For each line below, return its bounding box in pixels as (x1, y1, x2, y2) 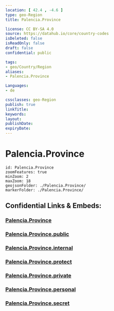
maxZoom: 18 (5, 178, 31, 184)
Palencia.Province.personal (5, 286, 76, 293)
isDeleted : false (5, 36, 43, 41)
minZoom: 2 (5, 174, 29, 179)
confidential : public (5, 50, 52, 56)
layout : (5, 116, 22, 121)
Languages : (5, 83, 29, 88)
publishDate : (5, 121, 33, 126)
